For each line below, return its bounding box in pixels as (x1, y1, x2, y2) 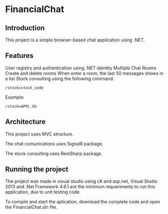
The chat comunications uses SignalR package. (5, 140, 104, 147)
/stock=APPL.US (5, 104, 37, 109)
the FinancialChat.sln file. (5, 204, 58, 210)
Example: (5, 94, 25, 100)
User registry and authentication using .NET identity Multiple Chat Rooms (5, 64, 156, 71)
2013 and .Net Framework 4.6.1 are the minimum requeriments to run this (5, 184, 155, 190)
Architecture (5, 117, 46, 126)
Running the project (5, 165, 69, 174)
